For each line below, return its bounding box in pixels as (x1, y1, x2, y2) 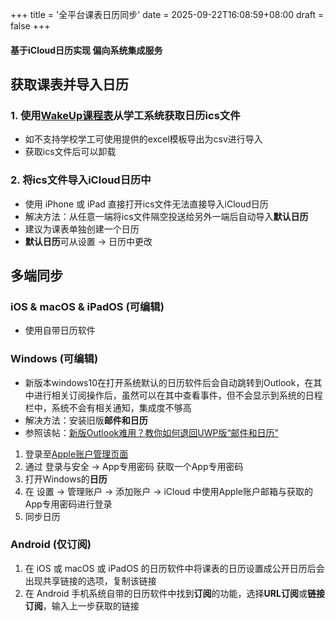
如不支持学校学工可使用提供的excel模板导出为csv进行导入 (24, 133, 263, 145)
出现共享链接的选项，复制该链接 (24, 574, 157, 587)
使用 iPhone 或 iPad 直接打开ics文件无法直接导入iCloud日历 (24, 198, 269, 210)
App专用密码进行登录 (24, 498, 113, 510)
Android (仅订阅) (10, 538, 92, 552)
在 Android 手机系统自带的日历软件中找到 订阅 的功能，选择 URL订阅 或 (24, 587, 308, 599)
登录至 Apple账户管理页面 (24, 448, 129, 460)
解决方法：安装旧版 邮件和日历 (24, 414, 148, 426)
